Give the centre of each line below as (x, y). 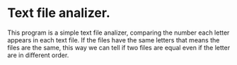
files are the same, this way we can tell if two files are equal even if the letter (119, 47)
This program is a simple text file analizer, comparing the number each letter (118, 32)
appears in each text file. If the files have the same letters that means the (114, 40)
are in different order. (38, 55)
